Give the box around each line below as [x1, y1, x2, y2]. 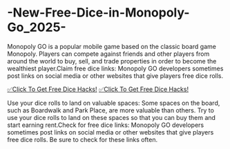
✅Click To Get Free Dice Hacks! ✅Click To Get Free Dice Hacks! [7, 85, 189, 93]
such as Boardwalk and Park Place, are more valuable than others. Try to [7, 106, 214, 115]
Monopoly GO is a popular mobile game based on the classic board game [7, 42, 216, 50]
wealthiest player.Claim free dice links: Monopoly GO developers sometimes [7, 64, 224, 72]
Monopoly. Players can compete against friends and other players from [7, 50, 210, 58]
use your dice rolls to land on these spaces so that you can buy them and [7, 113, 216, 121]
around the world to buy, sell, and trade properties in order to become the [7, 57, 217, 65]
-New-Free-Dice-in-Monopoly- [7, 5, 190, 21]
